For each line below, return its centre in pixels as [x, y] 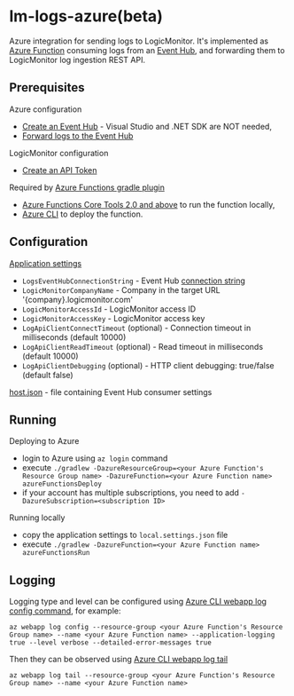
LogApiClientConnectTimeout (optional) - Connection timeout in [136, 328]
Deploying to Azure [44, 441]
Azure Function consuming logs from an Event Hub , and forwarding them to [147, 50]
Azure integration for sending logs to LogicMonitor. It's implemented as [139, 41]
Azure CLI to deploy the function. [82, 214]
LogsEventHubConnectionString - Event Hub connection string [134, 281]
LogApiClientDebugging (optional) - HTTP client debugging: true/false [148, 365]
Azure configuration [46, 109]
